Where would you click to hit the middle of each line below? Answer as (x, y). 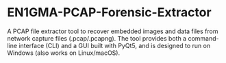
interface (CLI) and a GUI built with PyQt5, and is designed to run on (115, 45)
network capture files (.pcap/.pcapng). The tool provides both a (97, 38)
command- (203, 38)
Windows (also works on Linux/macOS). (64, 53)
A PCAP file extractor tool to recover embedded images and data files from (113, 31)
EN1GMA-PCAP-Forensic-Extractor (109, 13)
